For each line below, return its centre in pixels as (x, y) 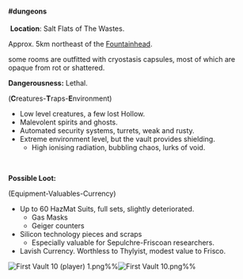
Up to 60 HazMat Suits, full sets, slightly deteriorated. (107, 209)
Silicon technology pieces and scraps (81, 235)
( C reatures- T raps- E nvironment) (60, 98)
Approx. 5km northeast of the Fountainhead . (80, 44)
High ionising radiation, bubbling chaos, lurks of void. (118, 147)
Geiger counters (58, 226)
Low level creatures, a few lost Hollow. (82, 114)
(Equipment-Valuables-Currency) (62, 193)
